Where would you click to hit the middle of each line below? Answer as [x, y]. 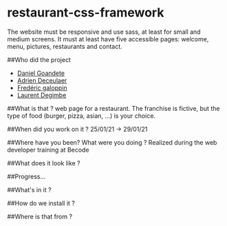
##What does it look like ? [44, 163]
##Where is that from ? [40, 216]
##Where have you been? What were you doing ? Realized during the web [112, 142]
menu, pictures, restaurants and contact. [65, 46]
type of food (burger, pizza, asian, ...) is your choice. [82, 116]
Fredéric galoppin [42, 88]
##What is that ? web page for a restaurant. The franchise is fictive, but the [113, 108]
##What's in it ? [29, 189]
